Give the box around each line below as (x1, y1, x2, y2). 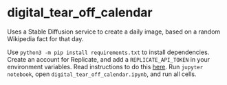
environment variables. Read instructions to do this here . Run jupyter (7, 62, 204, 71)
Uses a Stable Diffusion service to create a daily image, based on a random (7, 27, 221, 36)
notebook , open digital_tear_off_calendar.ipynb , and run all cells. (7, 70, 197, 78)
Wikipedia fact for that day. (7, 34, 84, 42)
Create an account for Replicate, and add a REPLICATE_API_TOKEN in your (7, 55, 210, 63)
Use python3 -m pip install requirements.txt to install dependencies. (7, 48, 210, 56)
